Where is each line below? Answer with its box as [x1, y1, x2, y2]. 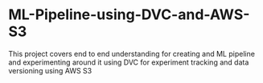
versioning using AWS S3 [8, 65, 92, 75]
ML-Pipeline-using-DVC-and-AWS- [8, 6, 250, 24]
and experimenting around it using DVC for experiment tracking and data [8, 57, 249, 67]
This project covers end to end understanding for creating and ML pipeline [8, 49, 256, 58]
